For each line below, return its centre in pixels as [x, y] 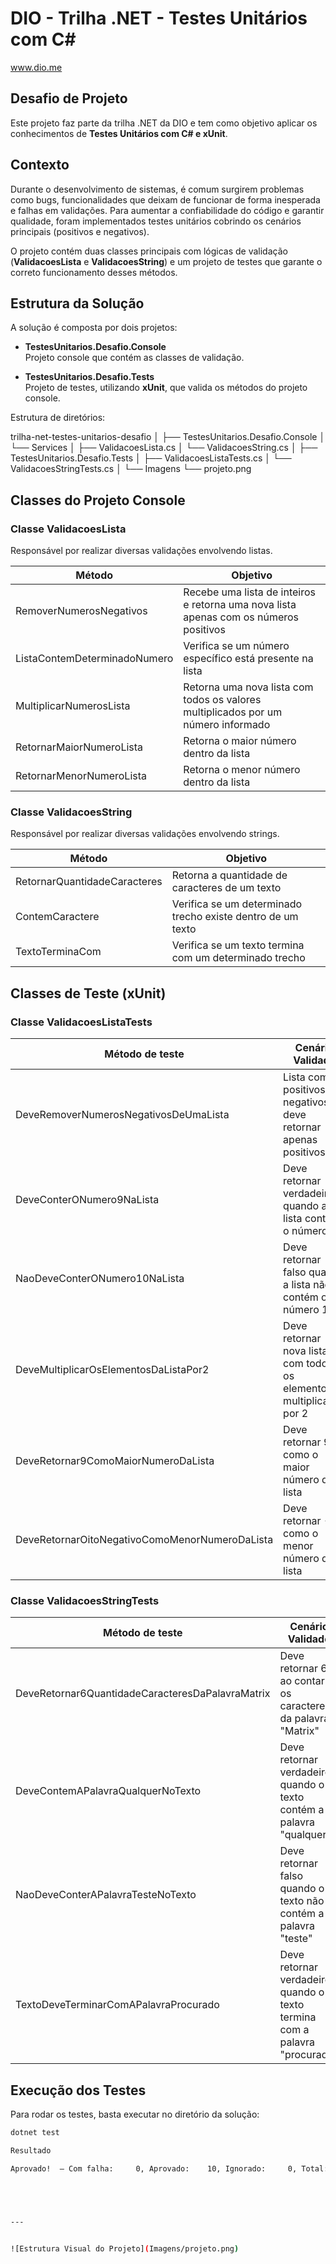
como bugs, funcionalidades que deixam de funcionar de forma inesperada [165, 199]
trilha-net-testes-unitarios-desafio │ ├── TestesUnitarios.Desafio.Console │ [168, 437]
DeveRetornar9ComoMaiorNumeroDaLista [115, 1461]
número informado [227, 725]
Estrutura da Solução [77, 303]
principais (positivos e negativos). [80, 231]
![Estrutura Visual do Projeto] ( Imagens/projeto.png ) [125, 2248]
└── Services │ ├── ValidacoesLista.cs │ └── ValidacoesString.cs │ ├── [164, 448]
